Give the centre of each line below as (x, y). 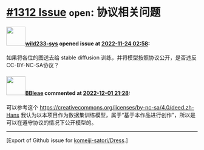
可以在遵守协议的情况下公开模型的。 (52, 122)
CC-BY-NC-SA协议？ (33, 65)
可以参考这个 (22, 107)
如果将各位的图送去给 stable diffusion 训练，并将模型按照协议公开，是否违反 (102, 57)
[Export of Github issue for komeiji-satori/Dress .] (67, 140)
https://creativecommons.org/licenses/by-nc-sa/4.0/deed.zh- (117, 107)
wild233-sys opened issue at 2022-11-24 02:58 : (88, 44)
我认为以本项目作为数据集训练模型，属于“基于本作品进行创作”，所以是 (108, 115)
